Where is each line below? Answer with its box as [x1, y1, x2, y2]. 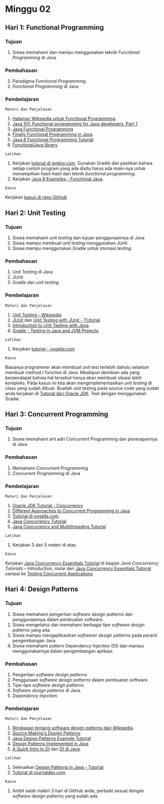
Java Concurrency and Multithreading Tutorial [12, 524, 106, 530]
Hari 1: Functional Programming [5, 23, 104, 32]
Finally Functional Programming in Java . [12, 131, 94, 137]
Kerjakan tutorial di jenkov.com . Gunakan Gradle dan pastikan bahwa [12, 160, 153, 166]
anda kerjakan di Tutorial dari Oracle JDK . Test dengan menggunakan [5, 390, 147, 396]
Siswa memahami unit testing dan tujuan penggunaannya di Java [12, 235, 145, 241]
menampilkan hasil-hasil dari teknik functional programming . [12, 171, 136, 177]
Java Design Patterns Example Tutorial [12, 736, 91, 742]
